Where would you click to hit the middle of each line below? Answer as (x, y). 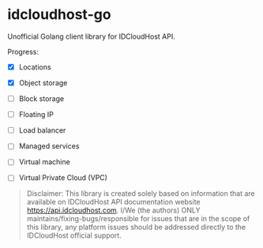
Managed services (49, 146)
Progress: (23, 51)
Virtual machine (44, 162)
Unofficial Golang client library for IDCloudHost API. (91, 36)
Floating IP (36, 115)
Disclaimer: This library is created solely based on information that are (141, 194)
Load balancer (42, 130)
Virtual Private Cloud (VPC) (63, 178)
